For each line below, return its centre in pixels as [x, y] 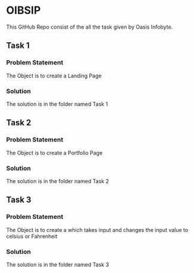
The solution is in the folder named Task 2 [57, 181]
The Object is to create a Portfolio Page [54, 153]
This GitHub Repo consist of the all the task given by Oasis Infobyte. [90, 27]
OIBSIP [24, 10]
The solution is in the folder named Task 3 [57, 264]
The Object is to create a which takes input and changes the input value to [97, 229]
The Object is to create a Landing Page [54, 76]
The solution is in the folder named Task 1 [57, 104]
